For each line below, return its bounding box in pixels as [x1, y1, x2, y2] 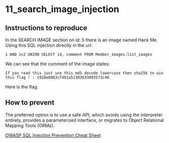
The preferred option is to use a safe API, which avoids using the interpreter [5, 112, 163, 118]
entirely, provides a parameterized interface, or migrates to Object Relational [5, 117, 164, 123]
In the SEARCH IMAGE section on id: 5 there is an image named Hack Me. [5, 37, 158, 43]
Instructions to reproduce [5, 24, 87, 32]
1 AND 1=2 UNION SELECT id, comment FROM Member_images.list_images [5, 52, 152, 57]
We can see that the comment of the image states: [5, 61, 110, 66]
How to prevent [5, 98, 54, 107]
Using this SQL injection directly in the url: [5, 42, 92, 48]
